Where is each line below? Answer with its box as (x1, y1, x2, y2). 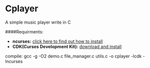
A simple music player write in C (5, 19, 71, 25)
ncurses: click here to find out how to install (12, 38, 103, 44)
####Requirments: (5, 29, 44, 34)
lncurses (5, 58, 23, 64)
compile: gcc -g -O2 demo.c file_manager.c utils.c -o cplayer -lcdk (5, 53, 142, 59)
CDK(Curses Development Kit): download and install (12, 43, 122, 49)
